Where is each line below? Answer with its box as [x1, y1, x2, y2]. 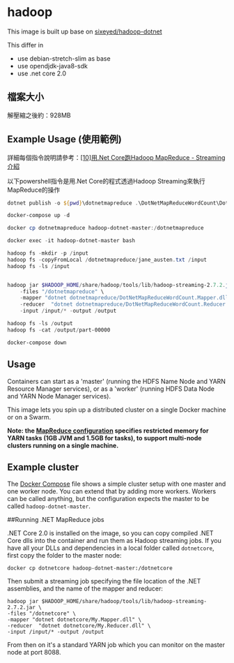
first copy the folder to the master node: [7, 551, 122, 560]
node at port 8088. [7, 648, 61, 657]
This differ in [7, 40, 44, 49]
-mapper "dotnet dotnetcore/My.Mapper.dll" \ [7, 616, 141, 623]
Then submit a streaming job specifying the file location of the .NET [7, 577, 201, 586]
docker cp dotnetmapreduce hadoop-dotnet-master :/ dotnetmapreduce [7, 225, 204, 232]
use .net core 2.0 [17, 69, 67, 77]
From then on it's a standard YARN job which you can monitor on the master [7, 641, 225, 649]
